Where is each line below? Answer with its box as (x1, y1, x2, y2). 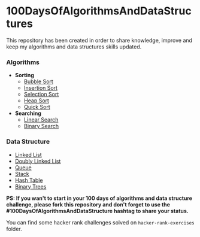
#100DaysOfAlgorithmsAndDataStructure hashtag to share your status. (6, 207, 189, 214)
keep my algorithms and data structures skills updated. (6, 43, 142, 50)
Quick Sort (23, 104, 51, 111)
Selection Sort (23, 91, 59, 98)
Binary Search (23, 123, 59, 130)
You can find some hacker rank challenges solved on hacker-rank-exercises (6, 218, 195, 226)
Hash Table (14, 177, 43, 184)
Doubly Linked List (14, 157, 61, 165)
